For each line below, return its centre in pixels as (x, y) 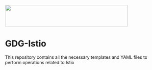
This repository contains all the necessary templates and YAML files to (76, 57)
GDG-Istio (26, 44)
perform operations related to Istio (40, 62)
